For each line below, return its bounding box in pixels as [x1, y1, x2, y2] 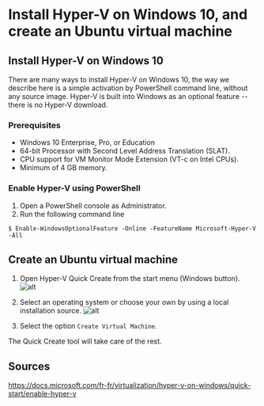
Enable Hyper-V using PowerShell [8, 183, 141, 194]
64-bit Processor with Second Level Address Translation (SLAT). [19, 146, 231, 156]
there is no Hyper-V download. [8, 101, 108, 109]
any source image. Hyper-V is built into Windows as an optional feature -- [8, 92, 248, 101]
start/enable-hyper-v [8, 389, 77, 399]
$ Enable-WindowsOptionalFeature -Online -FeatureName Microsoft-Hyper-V [8, 224, 257, 233]
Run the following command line [19, 209, 125, 218]
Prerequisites [8, 120, 61, 131]
